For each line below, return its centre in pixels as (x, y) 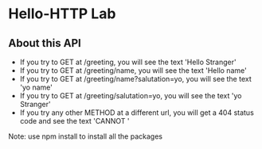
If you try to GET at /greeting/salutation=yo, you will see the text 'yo (131, 96)
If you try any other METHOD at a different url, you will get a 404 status (137, 113)
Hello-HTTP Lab (62, 14)
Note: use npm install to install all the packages (86, 136)
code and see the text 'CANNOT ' (74, 121)
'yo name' (36, 87)
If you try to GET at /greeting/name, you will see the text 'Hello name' (133, 71)
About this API (45, 43)
